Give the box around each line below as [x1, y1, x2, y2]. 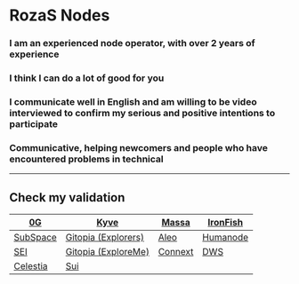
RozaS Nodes [9, 5, 110, 26]
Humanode [202, 232, 249, 244]
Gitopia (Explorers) [65, 232, 145, 244]
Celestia [13, 260, 48, 272]
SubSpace [13, 232, 58, 244]
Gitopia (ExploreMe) [65, 246, 149, 258]
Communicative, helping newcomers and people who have [9, 141, 269, 154]
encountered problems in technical [9, 153, 165, 165]
